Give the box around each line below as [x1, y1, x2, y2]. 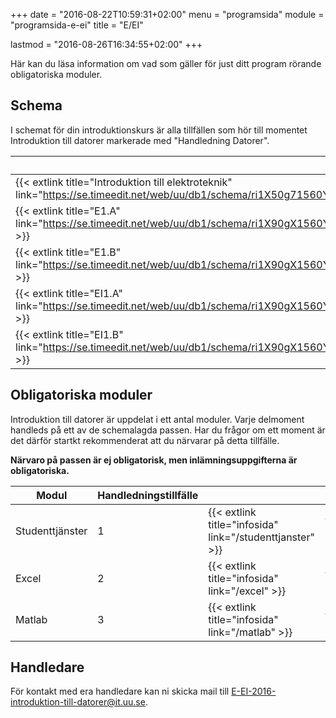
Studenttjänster [15, 524, 88, 538]
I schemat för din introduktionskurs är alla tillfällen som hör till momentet [10, 124, 308, 136]
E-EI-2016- [231, 685, 277, 698]
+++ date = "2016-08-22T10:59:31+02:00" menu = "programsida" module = [10, 9, 325, 20]
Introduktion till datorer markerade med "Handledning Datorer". [10, 134, 270, 146]
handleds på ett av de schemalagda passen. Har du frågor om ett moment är [10, 424, 326, 436]
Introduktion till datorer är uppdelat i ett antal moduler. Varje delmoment [10, 413, 305, 425]
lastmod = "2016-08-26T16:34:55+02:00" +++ [10, 39, 203, 50]
